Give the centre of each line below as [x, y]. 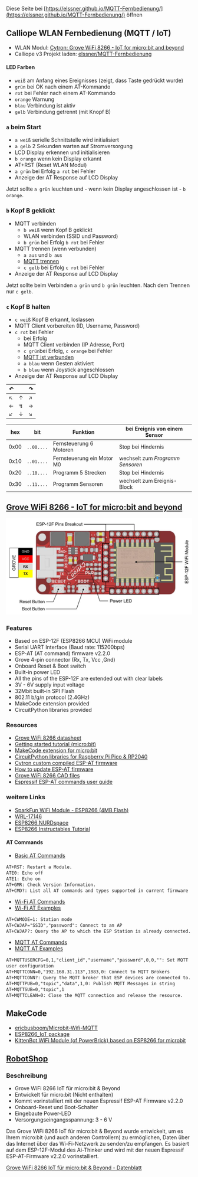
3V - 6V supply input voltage [49, 685]
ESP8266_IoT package [42, 1034]
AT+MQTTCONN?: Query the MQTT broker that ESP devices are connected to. [99, 977]
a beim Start [24, 127]
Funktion [84, 432]
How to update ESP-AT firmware [54, 769]
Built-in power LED [37, 672]
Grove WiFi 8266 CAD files [47, 776]
